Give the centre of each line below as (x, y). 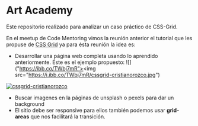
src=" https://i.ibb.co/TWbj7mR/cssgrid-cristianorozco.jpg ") (87, 75)
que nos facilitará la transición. (68, 117)
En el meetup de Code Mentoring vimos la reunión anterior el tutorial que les (99, 38)
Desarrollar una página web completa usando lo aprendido (86, 56)
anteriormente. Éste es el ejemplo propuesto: (70, 62)
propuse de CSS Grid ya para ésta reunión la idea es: (71, 44)
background (29, 104)
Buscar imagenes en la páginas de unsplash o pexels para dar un (94, 98)
